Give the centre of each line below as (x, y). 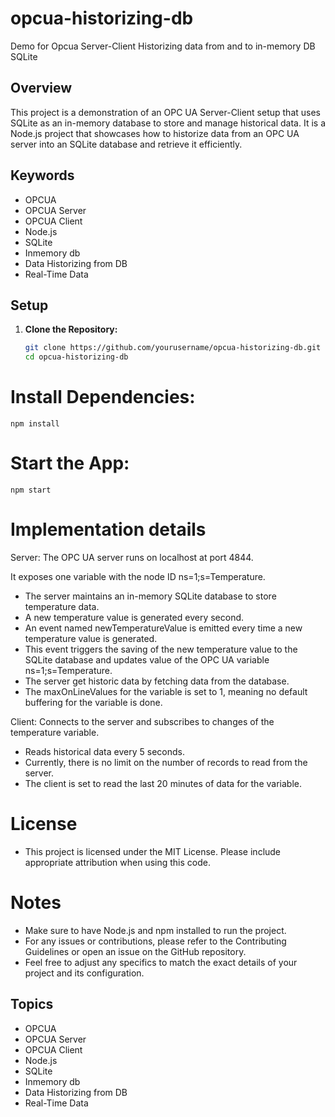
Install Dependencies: (103, 397)
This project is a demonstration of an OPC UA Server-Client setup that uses (165, 112)
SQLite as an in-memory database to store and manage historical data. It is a (168, 123)
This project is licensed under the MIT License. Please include (153, 851)
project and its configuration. (84, 973)
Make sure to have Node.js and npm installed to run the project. (155, 930)
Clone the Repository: (71, 329)
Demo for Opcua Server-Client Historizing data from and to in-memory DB (163, 46)
